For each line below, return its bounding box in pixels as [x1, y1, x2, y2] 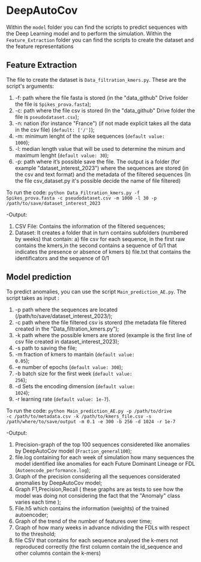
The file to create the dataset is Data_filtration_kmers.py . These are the [6, 76, 187, 83]
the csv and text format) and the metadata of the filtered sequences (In [14, 171, 191, 178]
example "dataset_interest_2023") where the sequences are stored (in [14, 164, 189, 171]
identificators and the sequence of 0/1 [14, 254, 109, 261]
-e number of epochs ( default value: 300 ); [14, 363, 123, 370]
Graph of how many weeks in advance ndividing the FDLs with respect [14, 524, 190, 531]
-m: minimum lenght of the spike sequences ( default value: [14, 132, 165, 139]
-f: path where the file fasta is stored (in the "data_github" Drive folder [14, 94, 188, 101]
